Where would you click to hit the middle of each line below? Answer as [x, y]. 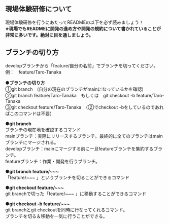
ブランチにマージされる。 [32, 142]
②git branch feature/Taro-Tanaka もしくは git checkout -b [70, 95]
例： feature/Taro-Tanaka [33, 72]
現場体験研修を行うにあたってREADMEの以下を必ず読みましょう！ [74, 22]
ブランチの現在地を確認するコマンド [43, 129]
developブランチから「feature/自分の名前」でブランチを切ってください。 [82, 65]
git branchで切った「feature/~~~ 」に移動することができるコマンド [76, 194]
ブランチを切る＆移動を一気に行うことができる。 [56, 216]
